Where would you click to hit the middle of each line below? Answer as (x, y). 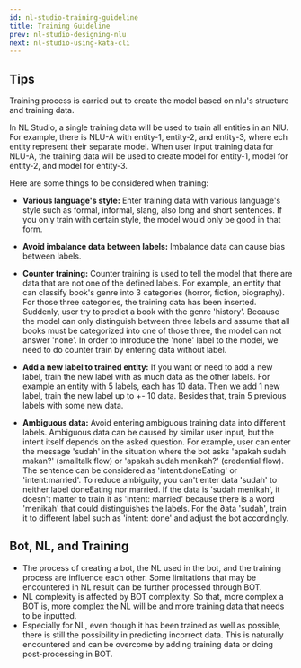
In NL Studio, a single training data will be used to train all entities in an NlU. (149, 127)
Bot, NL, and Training (69, 546)
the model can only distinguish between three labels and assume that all (156, 321)
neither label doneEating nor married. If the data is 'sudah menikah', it (151, 489)
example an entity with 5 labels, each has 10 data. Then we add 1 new (151, 386)
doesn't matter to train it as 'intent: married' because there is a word (148, 499)
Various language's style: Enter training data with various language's (151, 201)
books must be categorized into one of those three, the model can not (152, 331)
